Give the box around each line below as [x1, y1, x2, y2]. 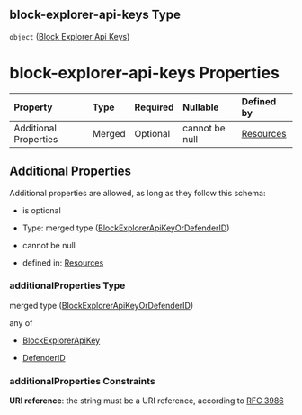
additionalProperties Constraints [9, 374, 155, 387]
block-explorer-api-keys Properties [9, 63, 280, 83]
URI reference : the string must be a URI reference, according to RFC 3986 [9, 395, 285, 406]
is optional [22, 204, 61, 215]
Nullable [182, 101, 219, 113]
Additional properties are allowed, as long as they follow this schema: [9, 187, 266, 198]
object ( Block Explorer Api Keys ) [9, 31, 130, 41]
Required [134, 101, 174, 113]
